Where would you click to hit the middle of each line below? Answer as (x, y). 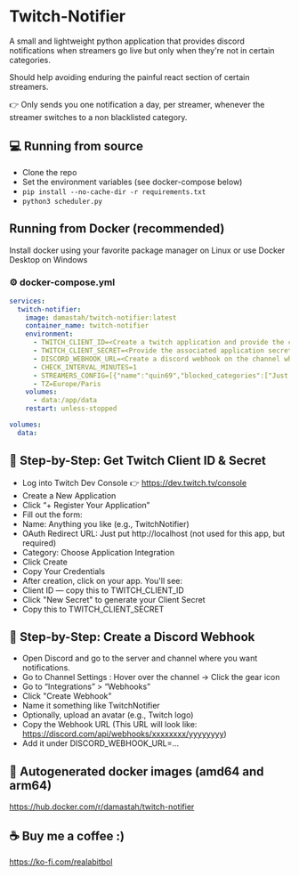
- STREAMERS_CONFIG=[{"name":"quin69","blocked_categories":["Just (161, 376)
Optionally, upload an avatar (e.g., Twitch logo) (108, 715)
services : (28, 301)
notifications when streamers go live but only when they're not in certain (142, 50)
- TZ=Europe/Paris (67, 384)
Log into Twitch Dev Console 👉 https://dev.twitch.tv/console (134, 483)
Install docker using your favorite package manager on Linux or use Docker (147, 250)
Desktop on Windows (48, 259)
